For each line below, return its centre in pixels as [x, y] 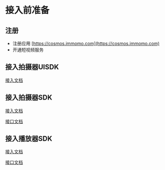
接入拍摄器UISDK [32, 67]
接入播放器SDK [29, 139]
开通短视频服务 [28, 50]
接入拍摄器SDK [29, 98]
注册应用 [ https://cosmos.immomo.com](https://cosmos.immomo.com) [86, 44]
